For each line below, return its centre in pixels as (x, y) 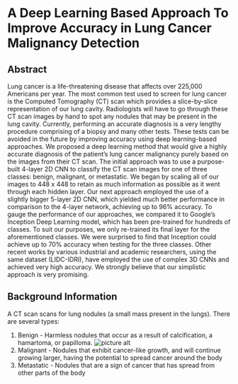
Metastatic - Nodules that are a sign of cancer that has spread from (116, 365)
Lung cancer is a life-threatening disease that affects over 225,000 (105, 86)
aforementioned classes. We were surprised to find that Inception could (112, 237)
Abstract (27, 69)
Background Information (62, 297)
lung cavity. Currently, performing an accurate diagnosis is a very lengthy (114, 124)
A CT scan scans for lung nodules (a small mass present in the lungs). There (119, 314)
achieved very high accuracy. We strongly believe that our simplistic (107, 267)
